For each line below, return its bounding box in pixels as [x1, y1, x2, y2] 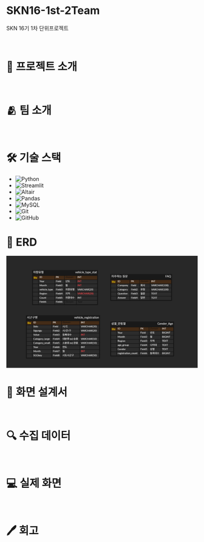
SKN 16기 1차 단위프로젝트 [6, 24, 69, 32]
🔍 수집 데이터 [6, 429, 71, 442]
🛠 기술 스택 [6, 151, 61, 165]
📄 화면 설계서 [6, 385, 68, 399]
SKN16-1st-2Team [6, 4, 100, 18]
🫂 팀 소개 [6, 104, 52, 117]
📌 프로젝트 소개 [6, 60, 78, 74]
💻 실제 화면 [6, 476, 62, 490]
